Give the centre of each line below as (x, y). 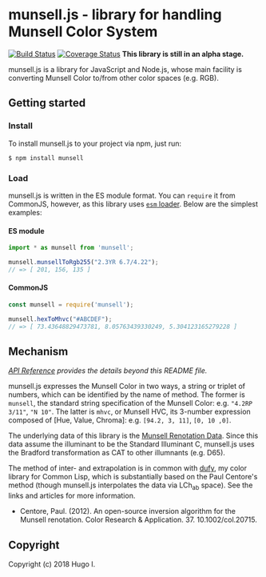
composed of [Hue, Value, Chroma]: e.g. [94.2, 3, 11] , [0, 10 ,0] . (120, 420)
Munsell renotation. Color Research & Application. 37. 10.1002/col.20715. (138, 520)
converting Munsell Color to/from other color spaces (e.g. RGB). (114, 78)
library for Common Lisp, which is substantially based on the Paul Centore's (133, 477)
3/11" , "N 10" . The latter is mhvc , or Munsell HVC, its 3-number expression (130, 412)
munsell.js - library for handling (115, 15)
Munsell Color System (83, 32)
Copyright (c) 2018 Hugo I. (52, 564)
